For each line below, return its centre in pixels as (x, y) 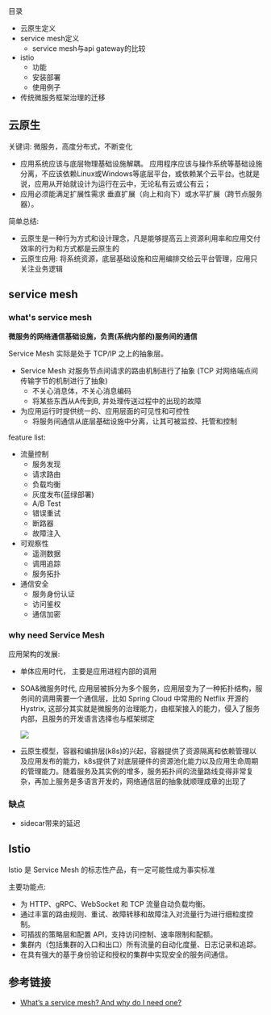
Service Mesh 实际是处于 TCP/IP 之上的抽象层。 (88, 353)
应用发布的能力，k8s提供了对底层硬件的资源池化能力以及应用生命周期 (143, 760)
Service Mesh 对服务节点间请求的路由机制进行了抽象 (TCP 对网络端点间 (139, 370)
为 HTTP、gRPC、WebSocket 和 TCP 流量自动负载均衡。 (115, 903)
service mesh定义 (50, 38)
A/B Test (46, 503)
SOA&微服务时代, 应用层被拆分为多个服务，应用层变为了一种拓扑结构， (138, 688)
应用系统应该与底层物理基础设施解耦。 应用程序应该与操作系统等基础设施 (141, 163)
